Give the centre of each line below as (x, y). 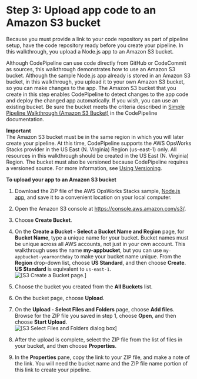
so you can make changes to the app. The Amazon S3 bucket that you (91, 88)
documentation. (25, 119)
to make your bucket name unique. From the (128, 256)
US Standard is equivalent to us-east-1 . (63, 269)
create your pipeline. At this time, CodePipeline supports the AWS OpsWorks (99, 143)
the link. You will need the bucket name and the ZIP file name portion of (101, 363)
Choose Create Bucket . (43, 220)
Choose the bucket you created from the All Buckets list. (84, 287)
